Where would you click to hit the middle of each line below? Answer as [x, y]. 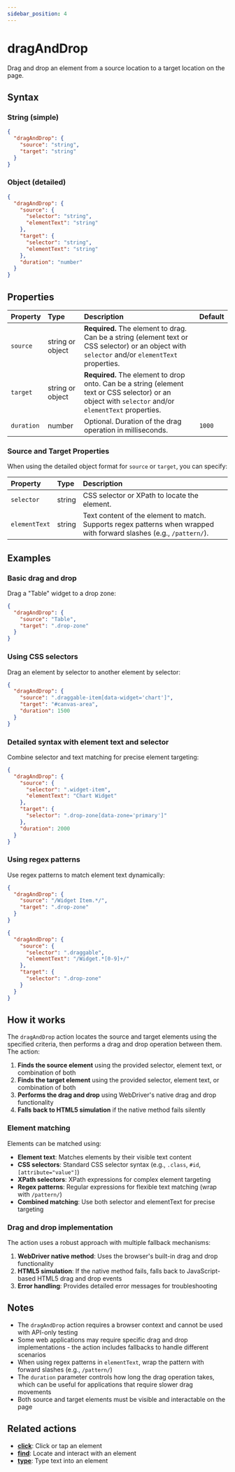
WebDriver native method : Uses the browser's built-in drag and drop [117, 1256]
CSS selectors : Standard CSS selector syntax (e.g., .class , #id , [109, 1164]
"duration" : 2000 [45, 829]
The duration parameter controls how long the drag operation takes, [116, 1377]
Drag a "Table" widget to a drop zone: [62, 593]
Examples [29, 558]
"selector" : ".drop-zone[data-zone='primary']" [97, 816]
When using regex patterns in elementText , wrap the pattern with [111, 1362]
